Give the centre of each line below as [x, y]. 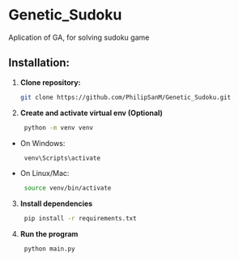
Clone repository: [50, 82]
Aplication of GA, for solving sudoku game [79, 37]
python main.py [49, 249]
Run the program [49, 234]
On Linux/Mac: [45, 173]
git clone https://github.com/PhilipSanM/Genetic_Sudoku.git [126, 97]
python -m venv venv [59, 127]
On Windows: [43, 143]
